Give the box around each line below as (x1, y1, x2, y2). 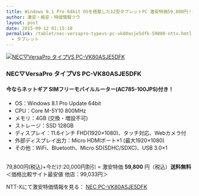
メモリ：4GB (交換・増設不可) (14, 115, 88, 122)
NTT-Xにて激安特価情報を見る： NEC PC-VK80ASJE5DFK (6, 184, 147, 191)
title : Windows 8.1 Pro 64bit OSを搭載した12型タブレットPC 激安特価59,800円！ (6, 8, 192, 15)
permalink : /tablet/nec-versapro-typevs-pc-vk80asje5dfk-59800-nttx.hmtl (6, 31, 192, 37)
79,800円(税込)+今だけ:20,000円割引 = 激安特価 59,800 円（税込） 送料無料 (6, 163, 191, 170)
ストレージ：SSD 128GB (14, 122, 74, 129)
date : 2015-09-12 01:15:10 (6, 25, 73, 31)
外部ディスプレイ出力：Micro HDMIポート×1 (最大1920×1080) (14, 137, 165, 144)
